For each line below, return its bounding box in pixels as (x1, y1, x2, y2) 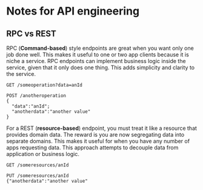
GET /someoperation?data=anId (6, 82, 83, 88)
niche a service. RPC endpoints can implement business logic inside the (6, 58, 186, 64)
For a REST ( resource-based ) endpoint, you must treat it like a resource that (6, 124, 197, 132)
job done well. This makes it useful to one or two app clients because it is (6, 51, 189, 58)
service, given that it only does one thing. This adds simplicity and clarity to (6, 64, 195, 71)
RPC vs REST (6, 29, 56, 39)
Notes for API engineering (6, 4, 140, 18)
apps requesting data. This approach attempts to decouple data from (6, 144, 179, 151)
